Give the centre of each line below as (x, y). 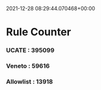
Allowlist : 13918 (29, 81)
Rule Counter (39, 32)
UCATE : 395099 (30, 50)
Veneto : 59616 (28, 66)
